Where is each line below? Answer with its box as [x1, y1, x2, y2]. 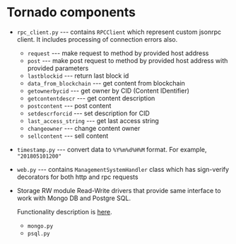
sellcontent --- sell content [27, 132, 109, 140]
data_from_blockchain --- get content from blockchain [27, 79, 185, 87]
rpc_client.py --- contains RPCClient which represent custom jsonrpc [16, 28, 222, 36]
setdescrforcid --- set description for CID [27, 109, 150, 117]
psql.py [27, 230, 50, 237]
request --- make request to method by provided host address [27, 49, 209, 57]
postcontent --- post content [27, 101, 112, 110]
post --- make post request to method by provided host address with [27, 56, 228, 64]
